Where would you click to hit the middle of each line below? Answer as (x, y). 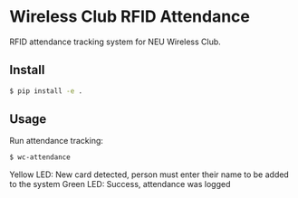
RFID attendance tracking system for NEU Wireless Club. (115, 42)
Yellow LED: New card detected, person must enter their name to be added (149, 174)
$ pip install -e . (46, 91)
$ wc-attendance (40, 157)
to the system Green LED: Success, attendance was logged (120, 184)
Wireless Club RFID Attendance (130, 17)
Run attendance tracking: (57, 141)
